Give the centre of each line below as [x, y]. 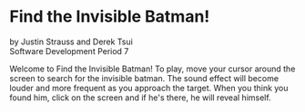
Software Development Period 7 [69, 51]
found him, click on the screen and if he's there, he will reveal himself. [140, 98]
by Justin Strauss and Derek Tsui [71, 42]
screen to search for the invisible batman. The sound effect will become [144, 78]
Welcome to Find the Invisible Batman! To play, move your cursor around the [152, 69]
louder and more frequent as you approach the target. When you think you [149, 88]
